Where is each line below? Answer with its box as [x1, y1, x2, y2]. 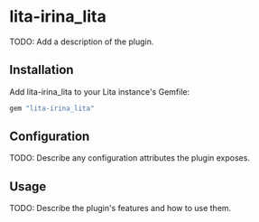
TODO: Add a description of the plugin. [9, 36, 154, 47]
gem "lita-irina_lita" [9, 104, 95, 113]
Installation [9, 62, 74, 78]
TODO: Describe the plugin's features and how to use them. [9, 203, 232, 214]
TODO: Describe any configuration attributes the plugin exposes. [9, 153, 251, 163]
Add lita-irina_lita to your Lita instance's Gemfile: [9, 86, 190, 97]
